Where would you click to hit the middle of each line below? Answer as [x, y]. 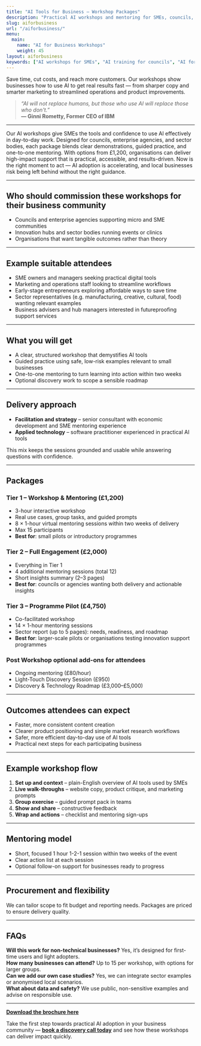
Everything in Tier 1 [39, 565]
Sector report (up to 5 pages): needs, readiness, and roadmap [92, 632]
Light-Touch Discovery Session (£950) [63, 679]
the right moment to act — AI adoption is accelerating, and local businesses [99, 165]
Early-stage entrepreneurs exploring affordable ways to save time [96, 291]
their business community [56, 205]
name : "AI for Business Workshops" [61, 46]
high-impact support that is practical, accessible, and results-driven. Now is [100, 159]
